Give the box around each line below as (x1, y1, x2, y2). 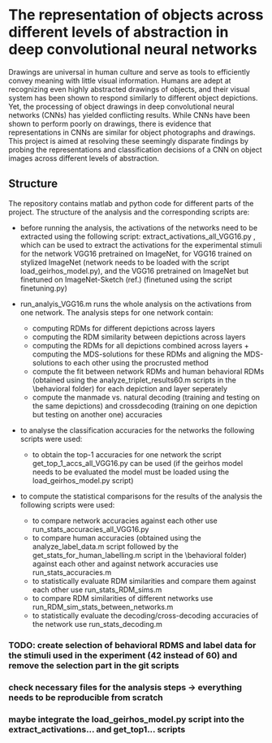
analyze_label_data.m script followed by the (32, 542, 179, 551)
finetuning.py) (19, 283, 67, 293)
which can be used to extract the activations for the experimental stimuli (19, 240, 262, 249)
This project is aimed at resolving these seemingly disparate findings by (8, 136, 249, 145)
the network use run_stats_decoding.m (32, 619, 162, 629)
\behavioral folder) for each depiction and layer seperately (32, 383, 228, 393)
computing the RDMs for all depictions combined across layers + (32, 340, 249, 350)
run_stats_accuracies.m (32, 567, 112, 577)
